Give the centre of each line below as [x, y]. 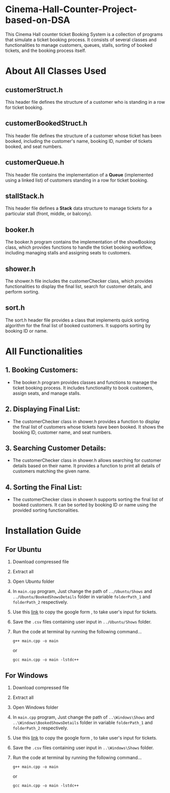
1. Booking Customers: [42, 370]
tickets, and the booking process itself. [46, 50]
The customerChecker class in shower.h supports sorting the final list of [88, 500]
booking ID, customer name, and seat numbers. [62, 432]
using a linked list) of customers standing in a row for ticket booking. [77, 180]
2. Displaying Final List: [43, 409]
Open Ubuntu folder [33, 581]
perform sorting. [22, 292]
